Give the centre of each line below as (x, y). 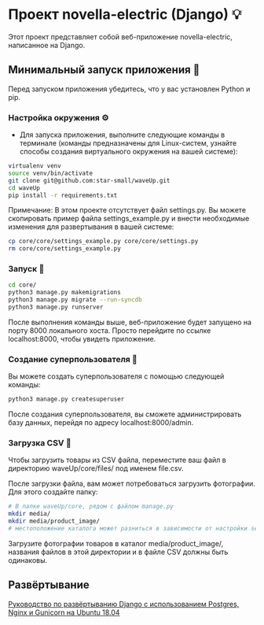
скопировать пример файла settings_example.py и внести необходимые (129, 219)
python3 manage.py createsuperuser (66, 399)
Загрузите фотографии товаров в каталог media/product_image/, (116, 543)
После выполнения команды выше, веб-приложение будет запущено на (130, 322)
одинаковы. (28, 560)
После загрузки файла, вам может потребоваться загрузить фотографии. (132, 484)
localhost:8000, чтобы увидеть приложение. (82, 338)
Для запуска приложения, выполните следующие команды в (122, 135)
